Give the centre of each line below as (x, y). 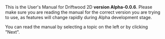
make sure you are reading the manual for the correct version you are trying (83, 12)
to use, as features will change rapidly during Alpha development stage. (79, 17)
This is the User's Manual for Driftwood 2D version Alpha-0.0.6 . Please (79, 7)
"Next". (12, 32)
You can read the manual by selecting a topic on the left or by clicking (77, 27)
